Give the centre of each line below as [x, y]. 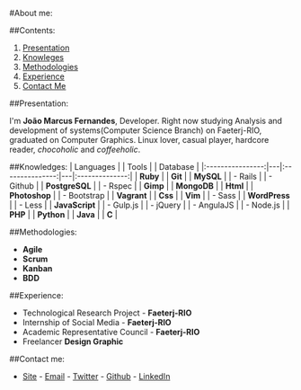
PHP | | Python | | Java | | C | [64, 214]
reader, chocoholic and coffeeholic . [75, 149]
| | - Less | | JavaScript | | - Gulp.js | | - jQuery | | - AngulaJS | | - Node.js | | [150, 205]
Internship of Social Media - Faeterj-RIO [97, 322]
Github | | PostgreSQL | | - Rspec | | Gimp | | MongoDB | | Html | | [132, 186]
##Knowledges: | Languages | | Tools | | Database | [104, 167]
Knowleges [43, 57]
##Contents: [32, 30]
